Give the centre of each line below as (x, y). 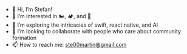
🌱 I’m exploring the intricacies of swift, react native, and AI (85, 25)
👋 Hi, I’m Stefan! (32, 9)
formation (24, 38)
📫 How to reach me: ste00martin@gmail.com (69, 45)
